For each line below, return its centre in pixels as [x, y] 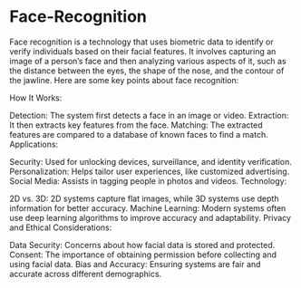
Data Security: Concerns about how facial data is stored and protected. [142, 245]
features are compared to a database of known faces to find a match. [139, 134]
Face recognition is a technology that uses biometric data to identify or [141, 42]
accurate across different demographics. [86, 274]
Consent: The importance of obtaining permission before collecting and [143, 254]
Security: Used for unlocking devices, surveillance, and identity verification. [151, 161]
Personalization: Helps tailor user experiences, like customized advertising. [150, 171]
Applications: [34, 144]
